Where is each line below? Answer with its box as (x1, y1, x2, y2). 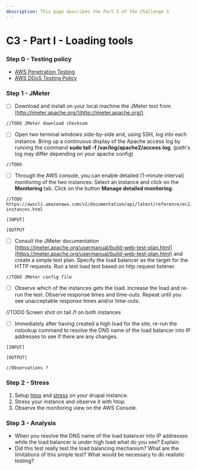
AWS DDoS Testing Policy (14, 75, 77, 82)
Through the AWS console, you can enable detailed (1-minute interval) (14, 172, 185, 179)
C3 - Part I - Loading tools (6, 34, 134, 47)
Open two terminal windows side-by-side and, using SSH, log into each (14, 131, 188, 138)
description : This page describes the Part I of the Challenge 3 (6, 8, 169, 15)
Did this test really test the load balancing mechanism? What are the (14, 445, 179, 452)
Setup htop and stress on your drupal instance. (14, 392, 128, 399)
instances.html (6, 206, 43, 212)
